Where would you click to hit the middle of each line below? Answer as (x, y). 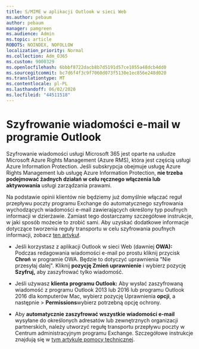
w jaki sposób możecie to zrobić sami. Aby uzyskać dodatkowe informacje (97, 222)
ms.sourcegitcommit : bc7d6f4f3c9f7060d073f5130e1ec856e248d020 (86, 73)
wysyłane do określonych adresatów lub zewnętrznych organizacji (97, 320)
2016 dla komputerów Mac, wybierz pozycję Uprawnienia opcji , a (95, 296)
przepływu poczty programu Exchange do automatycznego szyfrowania (95, 203)
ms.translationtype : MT (36, 78)
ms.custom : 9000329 (30, 61)
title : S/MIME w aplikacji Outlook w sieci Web (66, 12)
